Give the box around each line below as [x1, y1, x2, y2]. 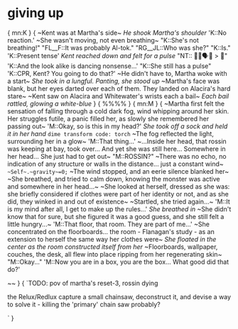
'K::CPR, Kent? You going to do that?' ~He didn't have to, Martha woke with [7, 69, 227, 77]
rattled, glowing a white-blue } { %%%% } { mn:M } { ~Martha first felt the [7, 99, 225, 108]
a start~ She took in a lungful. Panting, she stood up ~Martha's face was [7, 77, 220, 85]
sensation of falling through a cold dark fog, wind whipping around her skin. [7, 106, 229, 115]
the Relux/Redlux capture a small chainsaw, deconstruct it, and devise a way [7, 292, 232, 301]
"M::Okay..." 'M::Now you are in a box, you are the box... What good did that [7, 257, 229, 266]
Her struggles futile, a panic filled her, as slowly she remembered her [7, 114, 210, 123]
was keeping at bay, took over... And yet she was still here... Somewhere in [7, 144, 226, 153]
